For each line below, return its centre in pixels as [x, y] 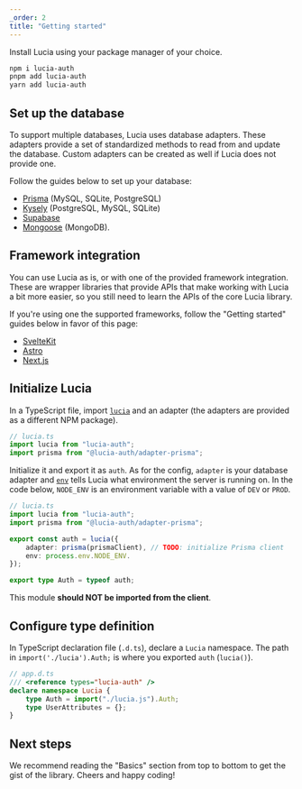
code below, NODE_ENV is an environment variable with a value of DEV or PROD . [150, 490]
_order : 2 [28, 18]
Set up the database [67, 113]
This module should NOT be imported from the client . [110, 598]
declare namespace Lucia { [60, 691]
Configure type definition [82, 626]
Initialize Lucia [50, 389]
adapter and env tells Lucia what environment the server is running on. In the [151, 480]
